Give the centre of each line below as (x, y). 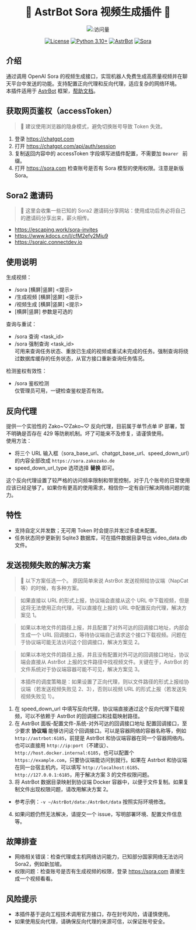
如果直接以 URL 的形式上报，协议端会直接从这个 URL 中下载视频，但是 (105, 600)
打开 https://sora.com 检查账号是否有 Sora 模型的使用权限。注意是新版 (99, 168)
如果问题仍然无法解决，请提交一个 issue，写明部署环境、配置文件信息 (98, 814)
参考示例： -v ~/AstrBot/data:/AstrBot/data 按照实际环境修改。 (92, 801)
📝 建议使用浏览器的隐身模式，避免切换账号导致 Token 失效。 (93, 126)
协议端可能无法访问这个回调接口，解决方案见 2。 (84, 642)
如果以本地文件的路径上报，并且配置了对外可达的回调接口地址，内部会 (105, 627)
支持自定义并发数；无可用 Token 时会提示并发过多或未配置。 (87, 530)
